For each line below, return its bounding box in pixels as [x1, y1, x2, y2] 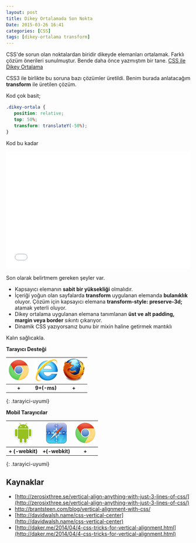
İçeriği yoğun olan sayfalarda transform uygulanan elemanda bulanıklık [14, 291, 188, 298]
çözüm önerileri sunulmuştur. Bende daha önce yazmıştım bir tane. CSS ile [6, 57, 186, 64]
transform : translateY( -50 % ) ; [13, 123, 88, 129]
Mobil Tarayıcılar [6, 408, 48, 415]
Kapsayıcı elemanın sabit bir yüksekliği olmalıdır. [14, 286, 133, 293]
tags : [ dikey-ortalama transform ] [6, 34, 91, 40]
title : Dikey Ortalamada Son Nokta [6, 15, 93, 22]
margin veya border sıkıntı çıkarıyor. [14, 317, 102, 324]
